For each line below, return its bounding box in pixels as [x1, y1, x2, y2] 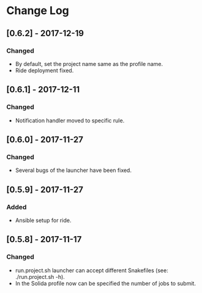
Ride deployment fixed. [15, 67, 74, 74]
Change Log [6, 4, 69, 18]
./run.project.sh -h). [15, 273, 65, 280]
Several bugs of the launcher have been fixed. [15, 166, 132, 174]
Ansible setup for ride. [15, 217, 72, 224]
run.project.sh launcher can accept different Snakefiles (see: [15, 267, 168, 274]
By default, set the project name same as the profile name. [15, 60, 163, 67]
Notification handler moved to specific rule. [15, 117, 125, 124]
